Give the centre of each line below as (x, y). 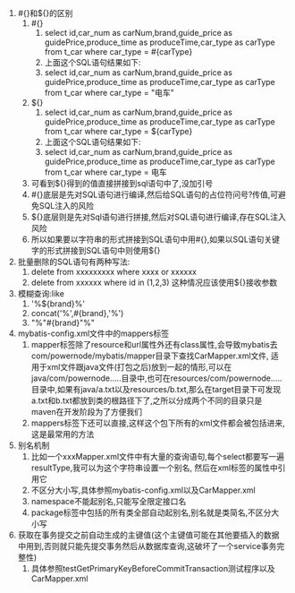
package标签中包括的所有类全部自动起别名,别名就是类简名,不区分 (151, 512)
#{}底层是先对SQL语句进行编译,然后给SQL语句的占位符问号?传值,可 (155, 194)
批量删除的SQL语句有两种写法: (74, 262)
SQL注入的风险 (67, 206)
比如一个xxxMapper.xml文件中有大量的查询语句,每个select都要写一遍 (157, 456)
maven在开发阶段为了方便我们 (87, 412)
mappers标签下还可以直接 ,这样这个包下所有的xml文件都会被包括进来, (158, 423)
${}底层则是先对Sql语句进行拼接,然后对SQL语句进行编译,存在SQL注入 (158, 217)
